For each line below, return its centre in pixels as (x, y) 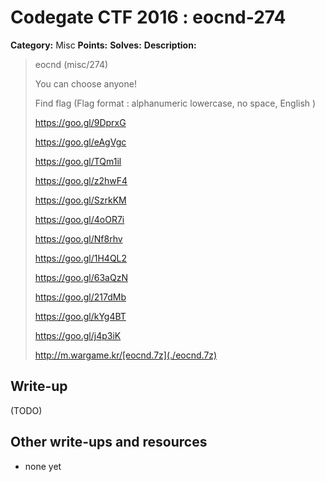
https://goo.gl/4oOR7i (79, 219)
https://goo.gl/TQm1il (78, 161)
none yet (43, 466)
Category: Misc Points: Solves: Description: (103, 45)
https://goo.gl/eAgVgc (80, 142)
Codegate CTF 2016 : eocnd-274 (148, 17)
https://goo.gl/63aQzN (81, 277)
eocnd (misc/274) (71, 64)
